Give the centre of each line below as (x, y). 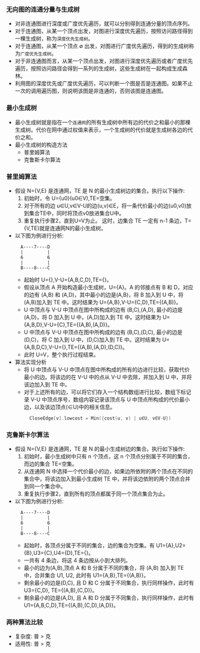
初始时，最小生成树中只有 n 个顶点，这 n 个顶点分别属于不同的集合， (108, 457)
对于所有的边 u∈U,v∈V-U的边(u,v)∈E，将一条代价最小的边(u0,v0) (105, 205)
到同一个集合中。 (45, 487)
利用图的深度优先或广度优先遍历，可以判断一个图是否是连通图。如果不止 (104, 83)
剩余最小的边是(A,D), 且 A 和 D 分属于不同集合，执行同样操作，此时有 (109, 598)
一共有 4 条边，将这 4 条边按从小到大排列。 (77, 560)
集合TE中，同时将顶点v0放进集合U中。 (77, 213)
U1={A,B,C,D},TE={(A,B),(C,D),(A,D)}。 (71, 605)
